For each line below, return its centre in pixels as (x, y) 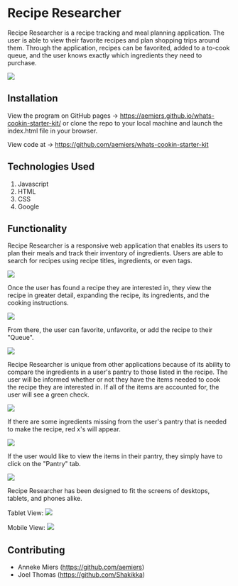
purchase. (22, 62)
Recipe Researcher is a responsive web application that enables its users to (118, 245)
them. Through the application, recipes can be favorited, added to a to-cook (119, 48)
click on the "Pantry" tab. (44, 464)
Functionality (37, 228)
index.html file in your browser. (53, 131)
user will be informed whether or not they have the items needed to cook (114, 380)
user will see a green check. (49, 394)
